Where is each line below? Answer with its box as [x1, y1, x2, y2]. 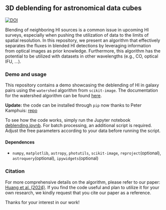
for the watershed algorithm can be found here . [5, 93, 102, 99]
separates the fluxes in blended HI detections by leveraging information [5, 42, 151, 49]
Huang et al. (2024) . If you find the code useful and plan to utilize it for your [5, 184, 160, 190]
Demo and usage [5, 70, 47, 77]
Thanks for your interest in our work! [5, 199, 80, 205]
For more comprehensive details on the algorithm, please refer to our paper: [5, 179, 160, 185]
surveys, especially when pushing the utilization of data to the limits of [5, 32, 149, 38]
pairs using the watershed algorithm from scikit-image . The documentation [5, 87, 159, 93]
